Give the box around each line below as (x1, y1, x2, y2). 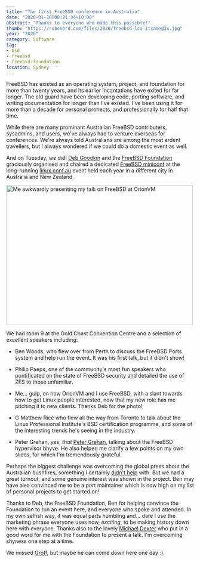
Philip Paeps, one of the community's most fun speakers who (14, 366, 166, 373)
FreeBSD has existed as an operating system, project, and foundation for (6, 81, 185, 88)
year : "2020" (6, 31, 39, 37)
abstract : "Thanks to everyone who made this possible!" (6, 20, 151, 26)
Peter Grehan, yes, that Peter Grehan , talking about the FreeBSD (14, 439, 173, 446)
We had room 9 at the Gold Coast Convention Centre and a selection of (6, 330, 181, 337)
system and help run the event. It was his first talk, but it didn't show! (14, 354, 184, 362)
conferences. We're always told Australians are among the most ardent (6, 137, 181, 144)
